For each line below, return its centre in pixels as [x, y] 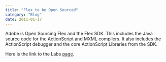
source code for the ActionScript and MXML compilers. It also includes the [83, 39]
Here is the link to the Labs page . [40, 54]
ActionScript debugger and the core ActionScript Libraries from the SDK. [81, 44]
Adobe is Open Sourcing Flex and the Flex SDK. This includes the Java [79, 34]
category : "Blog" [24, 15]
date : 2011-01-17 [24, 19]
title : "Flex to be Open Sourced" [42, 10]
